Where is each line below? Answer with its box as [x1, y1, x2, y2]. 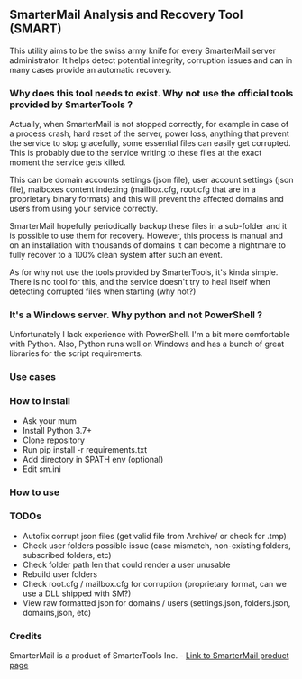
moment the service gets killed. [9, 157, 126, 168]
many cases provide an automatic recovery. [9, 64, 172, 75]
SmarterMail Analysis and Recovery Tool [9, 7, 243, 23]
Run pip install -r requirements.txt [22, 444, 147, 454]
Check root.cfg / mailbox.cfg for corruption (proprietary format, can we [22, 578, 287, 589]
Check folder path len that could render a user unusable [22, 559, 231, 570]
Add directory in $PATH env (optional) [22, 454, 164, 464]
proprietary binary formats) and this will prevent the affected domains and [9, 194, 284, 205]
